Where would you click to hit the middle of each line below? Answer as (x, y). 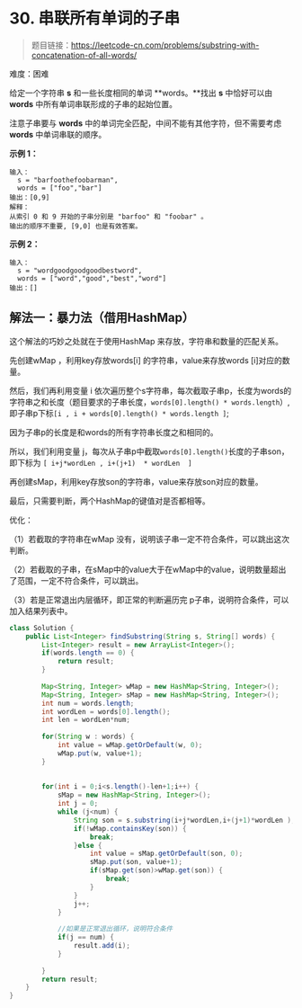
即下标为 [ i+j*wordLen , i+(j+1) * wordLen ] (101, 462)
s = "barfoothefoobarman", (68, 180)
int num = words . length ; (88, 703)
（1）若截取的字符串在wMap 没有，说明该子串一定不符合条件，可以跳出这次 (150, 539)
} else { (88, 845)
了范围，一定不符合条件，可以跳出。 (76, 580)
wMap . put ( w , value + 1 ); (100, 753)
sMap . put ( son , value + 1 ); (136, 862)
